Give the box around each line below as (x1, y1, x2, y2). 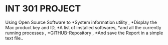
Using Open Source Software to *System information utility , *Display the (5, 19, 157, 25)
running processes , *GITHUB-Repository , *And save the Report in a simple (5, 30, 163, 36)
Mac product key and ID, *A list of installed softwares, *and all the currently (5, 24, 161, 30)
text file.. (5, 35, 24, 41)
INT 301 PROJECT (5, 3, 81, 14)
